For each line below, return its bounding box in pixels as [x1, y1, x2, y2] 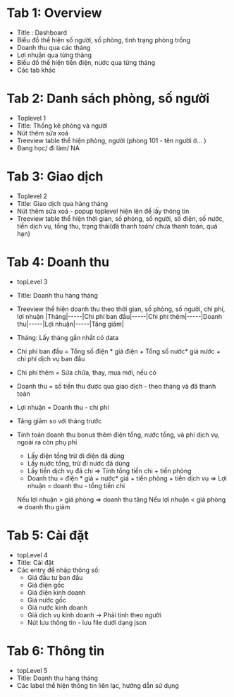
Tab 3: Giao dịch [6, 169, 104, 185]
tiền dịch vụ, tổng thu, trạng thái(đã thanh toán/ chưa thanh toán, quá [16, 222, 218, 230]
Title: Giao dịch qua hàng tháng [16, 199, 109, 207]
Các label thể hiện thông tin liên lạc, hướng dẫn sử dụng [16, 681, 179, 689]
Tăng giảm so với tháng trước [16, 416, 102, 425]
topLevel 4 [16, 550, 49, 559]
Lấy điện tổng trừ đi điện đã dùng [27, 451, 125, 460]
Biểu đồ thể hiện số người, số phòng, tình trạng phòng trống [16, 35, 191, 44]
